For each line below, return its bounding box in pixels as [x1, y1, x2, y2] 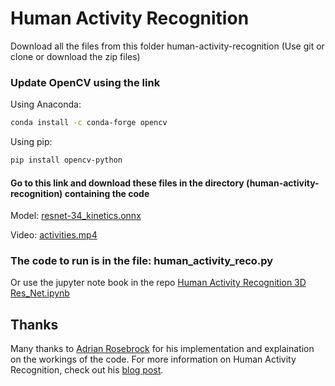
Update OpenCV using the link [10, 75, 161, 89]
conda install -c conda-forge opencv [10, 118, 168, 128]
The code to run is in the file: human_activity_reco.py [10, 254, 274, 268]
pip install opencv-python [10, 155, 123, 166]
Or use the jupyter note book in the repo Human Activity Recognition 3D [10, 277, 307, 289]
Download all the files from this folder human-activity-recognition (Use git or [10, 40, 325, 52]
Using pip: [10, 136, 53, 148]
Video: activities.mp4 [10, 229, 98, 241]
